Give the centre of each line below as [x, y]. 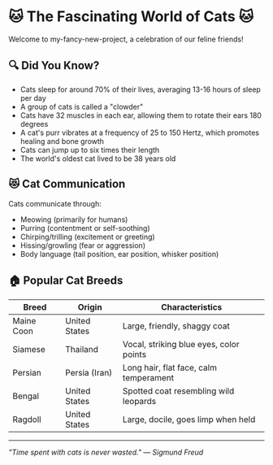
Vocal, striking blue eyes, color [181, 345]
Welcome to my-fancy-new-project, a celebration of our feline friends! [126, 39]
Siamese [29, 350]
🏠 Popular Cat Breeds [66, 280]
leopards [139, 402]
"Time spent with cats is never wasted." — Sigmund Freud [106, 452]
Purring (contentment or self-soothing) [85, 228]
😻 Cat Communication [67, 184]
